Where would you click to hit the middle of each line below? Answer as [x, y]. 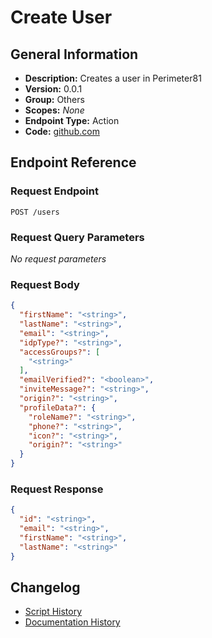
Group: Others [54, 99]
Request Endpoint [54, 191]
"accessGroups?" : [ [60, 352]
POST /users [35, 212]
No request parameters [58, 258]
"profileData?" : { [58, 407]
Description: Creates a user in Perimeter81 [113, 78]
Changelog [45, 587]
